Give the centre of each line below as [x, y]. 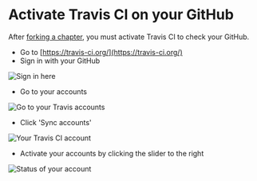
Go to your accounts [53, 91]
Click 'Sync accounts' [55, 122]
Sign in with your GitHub [60, 61]
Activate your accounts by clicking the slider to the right [112, 153]
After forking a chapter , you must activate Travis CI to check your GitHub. [129, 37]
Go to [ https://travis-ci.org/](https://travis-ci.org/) [101, 52]
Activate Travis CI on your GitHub [121, 15]
